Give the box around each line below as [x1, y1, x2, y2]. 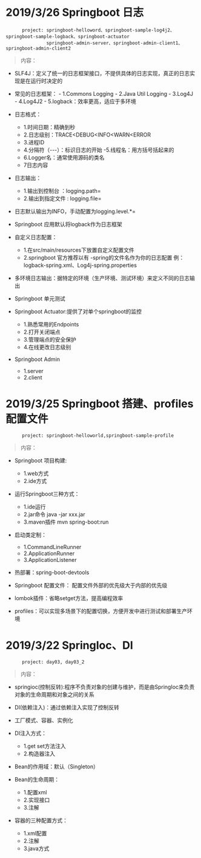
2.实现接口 [23, 796, 50, 803]
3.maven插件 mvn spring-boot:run [23, 518, 109, 525]
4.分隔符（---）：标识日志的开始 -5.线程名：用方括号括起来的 [23, 146, 174, 154]
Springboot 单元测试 [14, 295, 65, 302]
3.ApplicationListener [23, 556, 77, 563]
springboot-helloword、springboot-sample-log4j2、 [46, 27, 175, 33]
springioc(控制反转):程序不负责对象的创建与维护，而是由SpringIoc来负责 [14, 683, 195, 691]
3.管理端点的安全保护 [23, 336, 76, 343]
